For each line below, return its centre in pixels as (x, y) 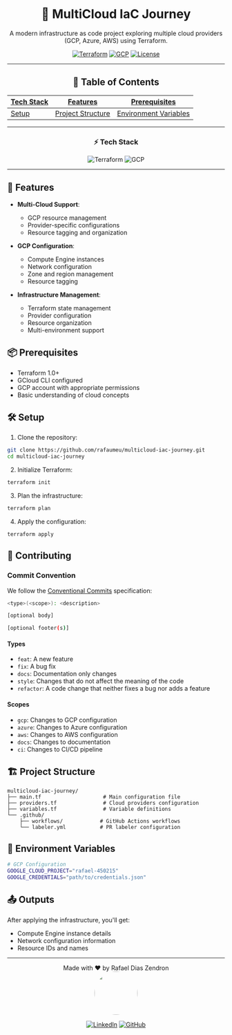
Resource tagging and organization (77, 232)
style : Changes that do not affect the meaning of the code (100, 681)
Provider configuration (59, 315)
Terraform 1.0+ (38, 373)
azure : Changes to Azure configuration (72, 727)
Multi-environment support (66, 330)
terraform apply (30, 534)
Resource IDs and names (52, 948)
